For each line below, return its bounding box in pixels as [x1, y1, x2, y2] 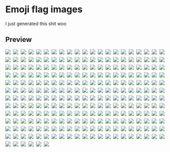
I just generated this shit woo [5, 20, 67, 27]
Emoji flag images [5, 4, 83, 15]
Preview [5, 35, 32, 44]
